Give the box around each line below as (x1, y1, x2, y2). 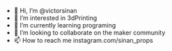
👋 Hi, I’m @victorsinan (13, 7, 78, 14)
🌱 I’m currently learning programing (13, 21, 116, 29)
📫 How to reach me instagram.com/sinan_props (13, 37, 153, 44)
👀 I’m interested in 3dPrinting (13, 14, 97, 22)
